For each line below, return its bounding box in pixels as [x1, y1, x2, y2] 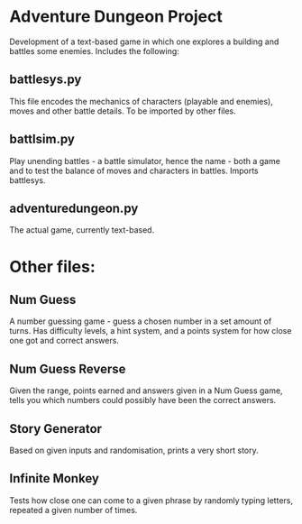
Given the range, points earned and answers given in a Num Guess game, [9, 385, 283, 396]
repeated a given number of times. [9, 504, 138, 515]
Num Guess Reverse [9, 361, 126, 376]
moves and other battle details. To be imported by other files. [9, 106, 236, 116]
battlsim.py [9, 132, 75, 147]
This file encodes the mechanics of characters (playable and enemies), [9, 96, 273, 106]
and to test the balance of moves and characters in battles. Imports [9, 165, 259, 176]
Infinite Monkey [9, 471, 99, 486]
